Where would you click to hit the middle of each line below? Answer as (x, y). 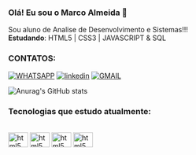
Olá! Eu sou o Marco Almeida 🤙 (68, 13)
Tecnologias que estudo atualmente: (80, 111)
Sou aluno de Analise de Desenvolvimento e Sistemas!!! (98, 30)
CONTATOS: (32, 58)
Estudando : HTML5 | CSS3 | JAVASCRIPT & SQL (87, 38)
